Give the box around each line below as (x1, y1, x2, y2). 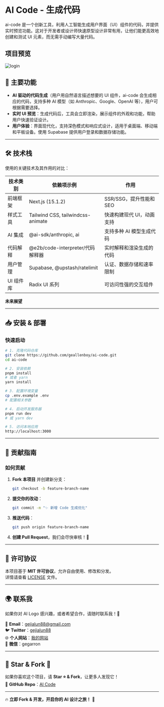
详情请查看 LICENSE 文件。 (5, 574, 60, 580)
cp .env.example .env (5, 393, 49, 398)
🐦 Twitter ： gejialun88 (5, 627, 51, 633)
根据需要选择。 (12, 104, 42, 110)
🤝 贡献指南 (5, 448, 37, 457)
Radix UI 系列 (29, 281, 60, 288)
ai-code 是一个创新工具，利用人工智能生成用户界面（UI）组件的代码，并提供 (5, 22, 159, 27)
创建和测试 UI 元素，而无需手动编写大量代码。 (5, 34, 98, 40)
